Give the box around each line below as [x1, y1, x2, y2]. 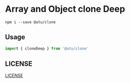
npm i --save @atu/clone [5, 20, 56, 25]
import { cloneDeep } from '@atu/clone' [5, 46, 89, 51]
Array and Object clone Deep [5, 3, 125, 15]
